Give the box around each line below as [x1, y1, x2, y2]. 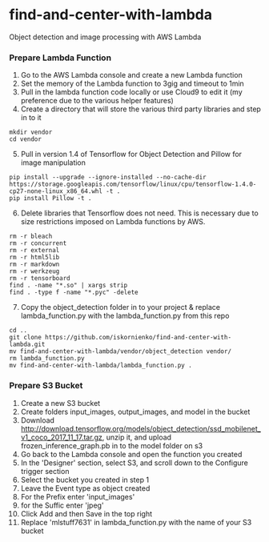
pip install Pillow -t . [9, 195, 92, 203]
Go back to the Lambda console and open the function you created [20, 449, 243, 459]
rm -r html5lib [9, 254, 60, 262]
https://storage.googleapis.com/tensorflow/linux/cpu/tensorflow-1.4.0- [9, 180, 257, 189]
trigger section [20, 466, 70, 476]
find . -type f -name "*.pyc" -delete [9, 288, 139, 297]
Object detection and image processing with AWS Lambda [9, 32, 202, 42]
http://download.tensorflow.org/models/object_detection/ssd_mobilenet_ [20, 424, 261, 433]
